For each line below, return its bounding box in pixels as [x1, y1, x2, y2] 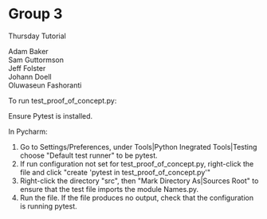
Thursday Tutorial [8, 31, 66, 41]
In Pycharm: [8, 127, 48, 136]
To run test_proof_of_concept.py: [8, 96, 117, 105]
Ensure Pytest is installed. [8, 111, 93, 120]
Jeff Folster [8, 63, 46, 72]
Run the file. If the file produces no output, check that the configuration [19, 193, 253, 202]
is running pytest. [19, 201, 77, 211]
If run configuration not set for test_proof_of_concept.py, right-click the [19, 158, 254, 168]
